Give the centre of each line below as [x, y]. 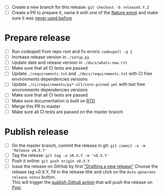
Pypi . [17, 187]
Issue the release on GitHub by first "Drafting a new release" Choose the [85, 166]
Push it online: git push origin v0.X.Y [51, 161]
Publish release [37, 132]
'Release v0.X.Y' [29, 150]
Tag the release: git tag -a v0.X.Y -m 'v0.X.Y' [60, 155]
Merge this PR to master [36, 106]
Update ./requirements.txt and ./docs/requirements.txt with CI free [82, 73]
